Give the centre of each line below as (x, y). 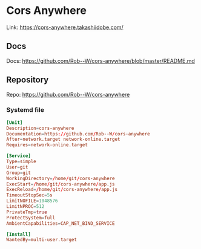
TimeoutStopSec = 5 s (29, 195)
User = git (17, 167)
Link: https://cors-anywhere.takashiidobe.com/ (65, 27)
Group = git (19, 173)
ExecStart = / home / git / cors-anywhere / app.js (61, 184)
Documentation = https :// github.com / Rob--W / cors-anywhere (78, 134)
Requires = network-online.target (47, 145)
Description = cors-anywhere (40, 128)
